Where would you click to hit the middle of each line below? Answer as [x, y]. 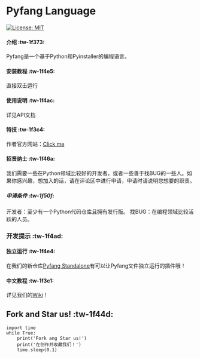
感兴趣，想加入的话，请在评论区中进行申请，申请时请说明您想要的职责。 [106, 180]
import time [21, 328]
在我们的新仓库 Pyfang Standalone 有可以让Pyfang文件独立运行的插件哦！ [96, 266]
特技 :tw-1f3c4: [25, 130]
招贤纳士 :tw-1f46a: [31, 159]
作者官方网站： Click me [35, 144]
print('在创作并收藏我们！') [49, 345]
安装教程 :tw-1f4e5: [31, 71]
